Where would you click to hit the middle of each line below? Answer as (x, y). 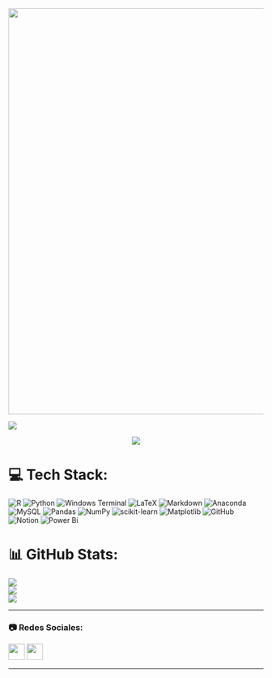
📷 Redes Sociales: (46, 627)
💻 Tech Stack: (58, 475)
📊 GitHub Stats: (64, 555)
